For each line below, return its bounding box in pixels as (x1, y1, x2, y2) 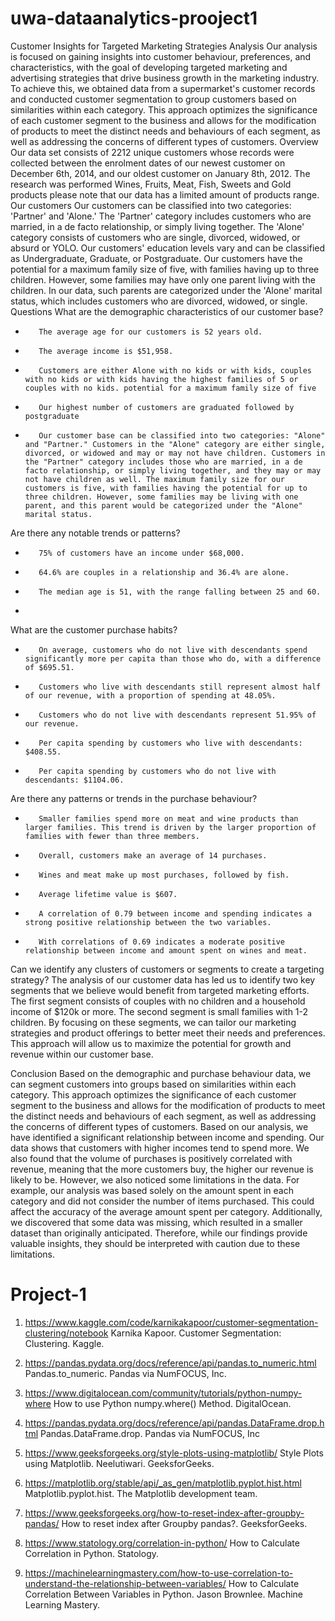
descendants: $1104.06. (24, 775, 125, 785)
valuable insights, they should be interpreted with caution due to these (10, 1237, 301, 1249)
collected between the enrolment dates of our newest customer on (10, 157, 286, 169)
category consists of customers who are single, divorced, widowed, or (10, 231, 301, 243)
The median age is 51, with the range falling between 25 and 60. (38, 587, 322, 597)
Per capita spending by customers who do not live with (38, 766, 277, 776)
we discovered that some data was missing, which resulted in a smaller (10, 1216, 303, 1228)
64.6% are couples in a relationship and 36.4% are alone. (38, 567, 290, 577)
